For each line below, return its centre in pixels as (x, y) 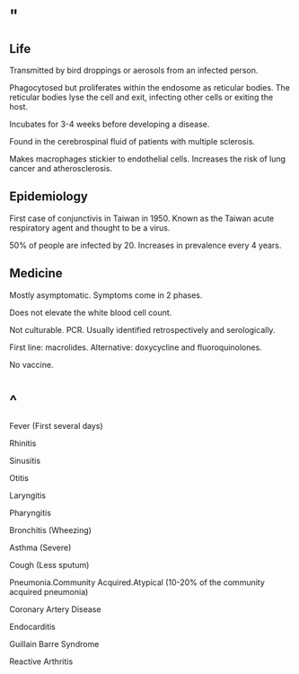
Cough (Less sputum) (49, 565)
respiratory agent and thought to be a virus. (90, 228)
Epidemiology (48, 197)
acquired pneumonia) (49, 591)
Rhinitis (23, 443)
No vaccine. (31, 364)
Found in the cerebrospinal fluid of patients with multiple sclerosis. (132, 141)
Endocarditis (33, 626)
